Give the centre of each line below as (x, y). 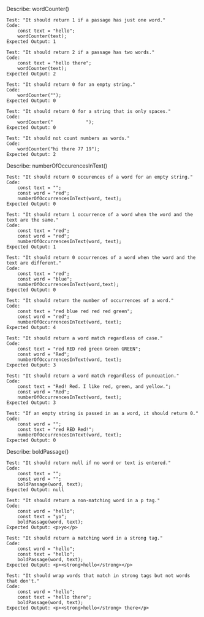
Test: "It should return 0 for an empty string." (71, 85)
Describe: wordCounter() (38, 9)
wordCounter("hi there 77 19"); (59, 149)
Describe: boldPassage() (38, 452)
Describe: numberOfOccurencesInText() (57, 166)
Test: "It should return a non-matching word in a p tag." (83, 500)
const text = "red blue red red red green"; (75, 311)
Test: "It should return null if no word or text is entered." (89, 463)
